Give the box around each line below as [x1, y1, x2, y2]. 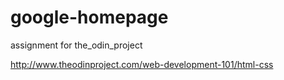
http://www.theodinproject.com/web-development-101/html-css [10, 58, 274, 70]
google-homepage [10, 6, 169, 29]
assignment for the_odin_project [10, 39, 143, 51]
